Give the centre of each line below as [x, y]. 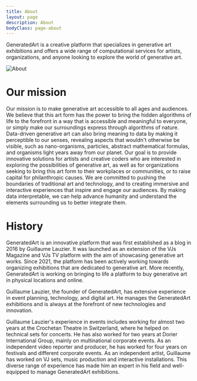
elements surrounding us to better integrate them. [66, 203]
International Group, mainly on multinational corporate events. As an [89, 341]
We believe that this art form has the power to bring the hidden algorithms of [99, 115]
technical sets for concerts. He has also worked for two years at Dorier [92, 334]
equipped [18, 372]
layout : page [22, 17]
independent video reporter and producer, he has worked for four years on [96, 347]
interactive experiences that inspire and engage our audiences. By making [96, 190]
